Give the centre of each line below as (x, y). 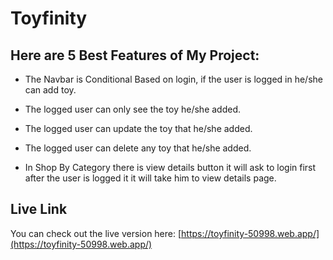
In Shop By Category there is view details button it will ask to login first (170, 167)
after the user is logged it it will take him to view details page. (150, 178)
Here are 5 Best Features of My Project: (135, 55)
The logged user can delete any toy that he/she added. (138, 148)
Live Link (39, 209)
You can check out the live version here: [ (96, 233)
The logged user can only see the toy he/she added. (133, 109)
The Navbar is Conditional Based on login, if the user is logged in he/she (173, 79)
